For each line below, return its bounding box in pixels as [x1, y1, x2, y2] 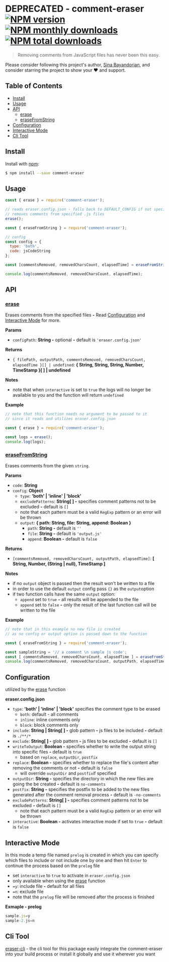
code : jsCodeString [10, 248, 51, 254]
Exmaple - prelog [5, 903, 42, 910]
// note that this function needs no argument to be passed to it [5, 412, 147, 417]
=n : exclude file [12, 888, 44, 894]
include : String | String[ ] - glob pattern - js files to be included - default [12, 727, 162, 733]
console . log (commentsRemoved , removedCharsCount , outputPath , [5, 659, 138, 664]
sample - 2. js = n [5, 918, 35, 923]
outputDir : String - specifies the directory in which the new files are [12, 776, 154, 782]
